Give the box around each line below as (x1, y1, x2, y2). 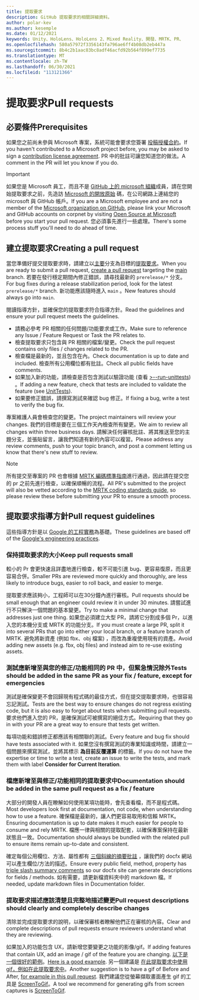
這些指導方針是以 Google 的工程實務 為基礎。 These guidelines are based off (6, 528, 191, 535)
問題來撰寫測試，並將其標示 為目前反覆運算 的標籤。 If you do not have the (11, 748, 192, 755)
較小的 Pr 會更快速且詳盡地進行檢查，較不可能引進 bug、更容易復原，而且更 (6, 565, 191, 572)
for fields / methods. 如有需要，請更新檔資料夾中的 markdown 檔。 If (6, 873, 172, 880)
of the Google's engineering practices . (6, 534, 101, 542)
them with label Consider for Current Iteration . (6, 761, 121, 768)
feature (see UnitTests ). (14, 387, 73, 395)
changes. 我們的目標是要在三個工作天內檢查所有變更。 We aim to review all (6, 421, 188, 428)
